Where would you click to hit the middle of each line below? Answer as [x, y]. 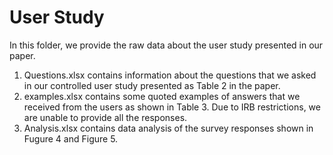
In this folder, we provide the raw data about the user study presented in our [166, 45]
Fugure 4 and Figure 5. [71, 138]
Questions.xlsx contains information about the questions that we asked [170, 75]
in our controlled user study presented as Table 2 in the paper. [152, 85]
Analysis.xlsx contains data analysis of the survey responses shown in [168, 128]
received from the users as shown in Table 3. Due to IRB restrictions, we [172, 107]
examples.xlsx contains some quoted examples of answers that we [162, 96]
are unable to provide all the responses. [105, 117]
